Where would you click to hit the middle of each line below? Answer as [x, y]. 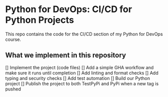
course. [13, 39]
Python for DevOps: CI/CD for [69, 9]
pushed [13, 89]
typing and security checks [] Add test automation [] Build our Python [78, 78]
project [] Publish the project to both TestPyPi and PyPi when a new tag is [82, 83]
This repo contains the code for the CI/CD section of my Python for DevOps [84, 34]
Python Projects [40, 20]
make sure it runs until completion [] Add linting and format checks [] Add [82, 73]
